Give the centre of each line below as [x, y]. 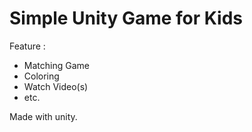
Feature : [27, 46]
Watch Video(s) [56, 86]
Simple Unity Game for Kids [126, 18]
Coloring [41, 76]
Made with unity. [43, 116]
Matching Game [56, 65]
